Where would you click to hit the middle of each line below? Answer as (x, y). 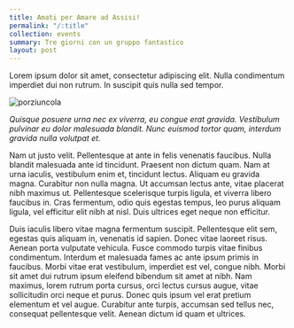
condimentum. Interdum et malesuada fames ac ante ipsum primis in (134, 257)
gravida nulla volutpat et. (55, 138)
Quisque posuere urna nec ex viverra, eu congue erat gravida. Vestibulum (145, 120)
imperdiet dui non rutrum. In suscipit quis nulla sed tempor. (116, 85)
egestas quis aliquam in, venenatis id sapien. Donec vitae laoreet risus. (139, 238)
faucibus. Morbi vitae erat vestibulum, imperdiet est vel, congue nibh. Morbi (147, 267)
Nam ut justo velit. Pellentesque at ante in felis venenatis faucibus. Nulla (140, 155)
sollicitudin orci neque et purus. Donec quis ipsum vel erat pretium (130, 295)
